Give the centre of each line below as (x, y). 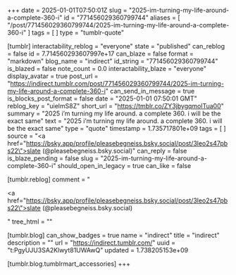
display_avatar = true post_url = (53, 76)
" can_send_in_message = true (150, 91)
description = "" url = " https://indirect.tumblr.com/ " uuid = (92, 243)
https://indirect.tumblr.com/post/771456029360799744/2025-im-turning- (117, 83)
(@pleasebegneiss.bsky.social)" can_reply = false (114, 151)
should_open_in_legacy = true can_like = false (124, 166)
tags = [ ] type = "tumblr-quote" (78, 32)
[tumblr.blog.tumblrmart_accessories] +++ (69, 264)
